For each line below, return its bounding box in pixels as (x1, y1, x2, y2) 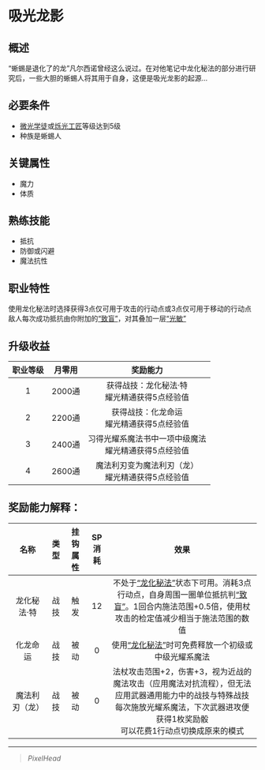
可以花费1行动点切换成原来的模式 (120, 725, 244, 736)
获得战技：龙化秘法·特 (106, 380, 188, 391)
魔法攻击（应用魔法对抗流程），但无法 (113, 678, 252, 689)
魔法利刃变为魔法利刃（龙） (95, 460, 199, 471)
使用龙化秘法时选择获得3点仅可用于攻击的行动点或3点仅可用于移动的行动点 (8, 304, 252, 314)
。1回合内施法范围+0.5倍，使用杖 (125, 601, 251, 612)
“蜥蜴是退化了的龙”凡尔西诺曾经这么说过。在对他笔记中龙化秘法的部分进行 (8, 64, 250, 73)
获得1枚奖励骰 (155, 713, 209, 724)
